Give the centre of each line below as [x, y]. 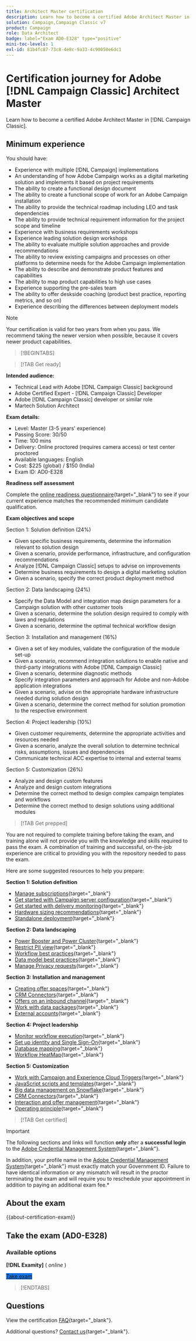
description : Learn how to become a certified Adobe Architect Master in [98, 17]
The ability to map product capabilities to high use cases [82, 281]
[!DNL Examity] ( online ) [36, 1265]
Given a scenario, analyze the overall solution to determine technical [97, 745]
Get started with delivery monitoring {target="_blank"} [79, 906]
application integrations [43, 686]
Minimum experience [46, 144]
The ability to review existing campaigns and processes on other [92, 257]
